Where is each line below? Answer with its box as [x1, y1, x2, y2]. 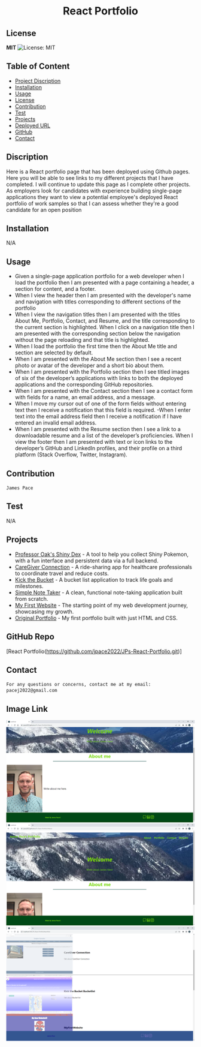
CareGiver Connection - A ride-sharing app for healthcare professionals [14, 563, 193, 570]
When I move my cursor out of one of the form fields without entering [14, 400, 187, 407]
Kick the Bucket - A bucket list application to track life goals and [14, 576, 173, 583]
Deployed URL [14, 122, 51, 129]
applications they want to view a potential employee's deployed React [6, 193, 178, 200]
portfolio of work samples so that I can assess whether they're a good [6, 200, 179, 207]
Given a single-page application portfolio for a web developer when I [14, 273, 184, 280]
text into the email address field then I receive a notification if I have [14, 413, 182, 420]
